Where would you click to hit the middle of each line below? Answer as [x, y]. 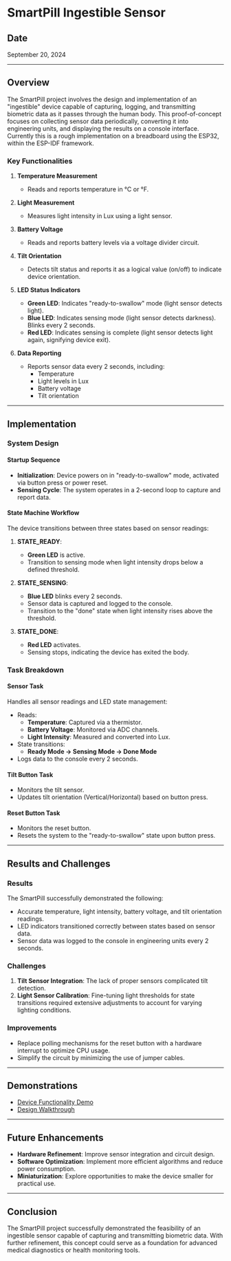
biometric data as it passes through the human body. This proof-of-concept [114, 114]
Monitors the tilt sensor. [51, 790]
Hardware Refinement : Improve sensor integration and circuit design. [116, 1154]
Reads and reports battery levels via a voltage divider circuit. [113, 243]
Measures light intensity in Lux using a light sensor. [100, 216]
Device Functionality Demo [55, 1102]
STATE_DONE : [38, 631]
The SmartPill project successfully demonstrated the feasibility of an [104, 1228]
